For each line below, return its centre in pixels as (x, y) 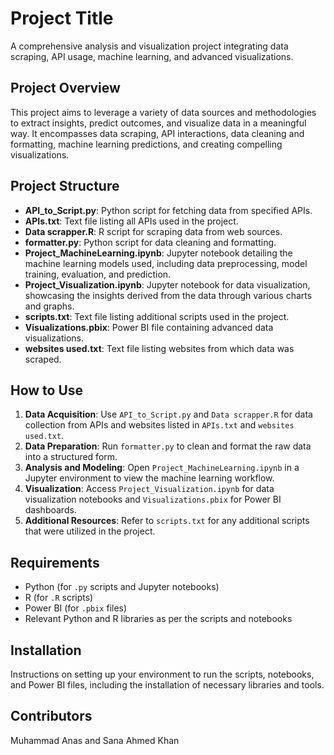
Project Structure (65, 186)
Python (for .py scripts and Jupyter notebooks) (122, 587)
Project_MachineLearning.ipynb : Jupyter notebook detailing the (158, 253)
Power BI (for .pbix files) (76, 608)
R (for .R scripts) (59, 598)
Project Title (62, 18)
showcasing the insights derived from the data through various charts (168, 295)
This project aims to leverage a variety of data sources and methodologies (163, 112)
